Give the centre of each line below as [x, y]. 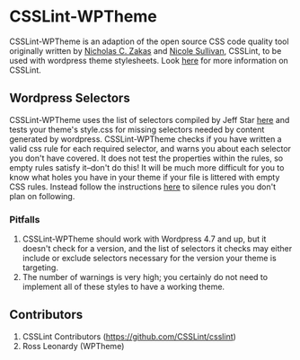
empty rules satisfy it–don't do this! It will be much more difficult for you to [147, 167]
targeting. [40, 268]
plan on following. [42, 196]
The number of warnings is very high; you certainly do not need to [145, 277]
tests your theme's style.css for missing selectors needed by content [137, 129]
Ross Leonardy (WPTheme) [73, 346]
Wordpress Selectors [70, 98]
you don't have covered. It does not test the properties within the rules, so [146, 158]
